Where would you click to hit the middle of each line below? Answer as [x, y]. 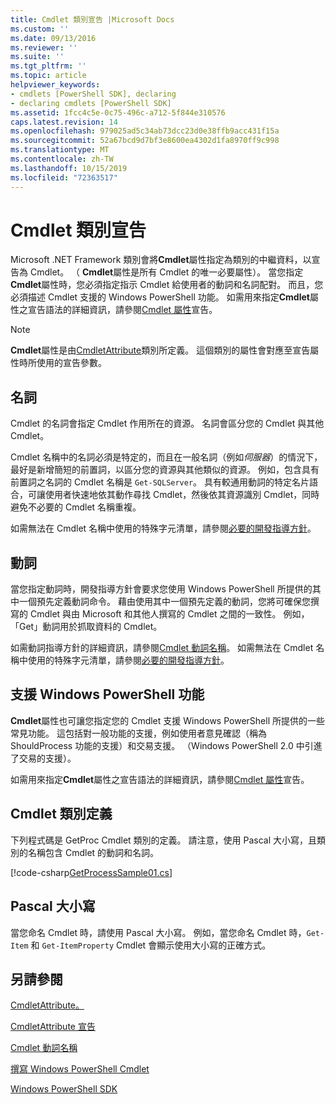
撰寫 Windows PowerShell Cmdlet [80, 1069]
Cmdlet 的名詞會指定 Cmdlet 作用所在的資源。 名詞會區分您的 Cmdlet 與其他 [167, 423]
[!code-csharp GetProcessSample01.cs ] [91, 872]
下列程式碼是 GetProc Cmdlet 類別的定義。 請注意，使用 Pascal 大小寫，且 [163, 840]
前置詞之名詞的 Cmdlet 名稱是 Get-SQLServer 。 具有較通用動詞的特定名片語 [164, 482]
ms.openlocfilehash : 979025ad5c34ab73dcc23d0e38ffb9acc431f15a [145, 131]
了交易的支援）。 [43, 758]
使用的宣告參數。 [71, 363]
